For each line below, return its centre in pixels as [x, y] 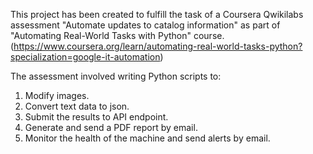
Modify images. [57, 95]
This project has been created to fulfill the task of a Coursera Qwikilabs [157, 14]
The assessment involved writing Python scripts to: [116, 76]
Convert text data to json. [77, 106]
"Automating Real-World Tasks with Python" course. [117, 35]
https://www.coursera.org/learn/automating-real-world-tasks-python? [158, 46]
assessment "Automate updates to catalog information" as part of [145, 25]
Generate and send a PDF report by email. [111, 127]
